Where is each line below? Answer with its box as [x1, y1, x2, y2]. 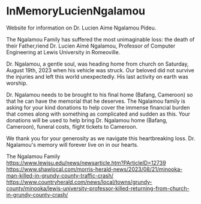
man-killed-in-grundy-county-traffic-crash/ [6, 172, 114, 179]
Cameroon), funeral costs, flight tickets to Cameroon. [6, 123, 138, 130]
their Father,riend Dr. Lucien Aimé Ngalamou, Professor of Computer [6, 42, 176, 49]
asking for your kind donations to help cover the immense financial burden [6, 104, 190, 111]
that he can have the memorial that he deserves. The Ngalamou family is [6, 97, 186, 105]
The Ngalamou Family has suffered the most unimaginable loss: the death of [6, 36, 195, 43]
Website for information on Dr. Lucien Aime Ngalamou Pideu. [6, 24, 157, 31]
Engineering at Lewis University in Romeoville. [6, 48, 121, 55]
